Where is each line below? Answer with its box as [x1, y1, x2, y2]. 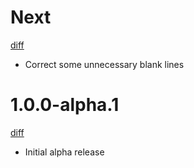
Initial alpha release [24, 146, 105, 158]
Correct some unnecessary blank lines [24, 58, 185, 70]
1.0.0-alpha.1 [10, 94, 120, 116]
